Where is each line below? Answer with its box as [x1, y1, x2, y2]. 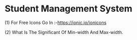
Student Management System [5, 3, 132, 14]
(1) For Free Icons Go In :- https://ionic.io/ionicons [5, 19, 107, 25]
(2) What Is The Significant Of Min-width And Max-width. [5, 29, 123, 35]
